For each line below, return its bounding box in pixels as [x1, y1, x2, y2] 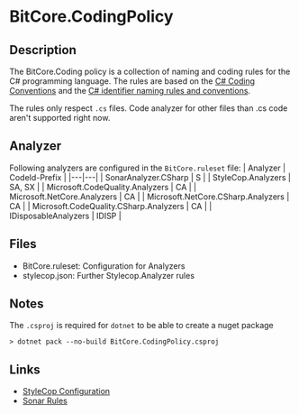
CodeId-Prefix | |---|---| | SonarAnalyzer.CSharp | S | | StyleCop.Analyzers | [9, 171, 291, 182]
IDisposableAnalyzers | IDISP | [9, 210, 122, 221]
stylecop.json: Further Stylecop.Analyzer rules [22, 270, 195, 281]
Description [9, 42, 77, 58]
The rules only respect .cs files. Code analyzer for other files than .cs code [9, 103, 288, 114]
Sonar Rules [22, 395, 68, 407]
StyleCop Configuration [22, 386, 111, 397]
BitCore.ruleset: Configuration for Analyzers [22, 260, 186, 271]
